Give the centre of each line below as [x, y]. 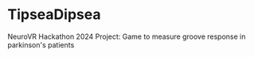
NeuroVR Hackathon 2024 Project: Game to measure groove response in [127, 36]
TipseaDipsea [54, 15]
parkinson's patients [41, 44]
